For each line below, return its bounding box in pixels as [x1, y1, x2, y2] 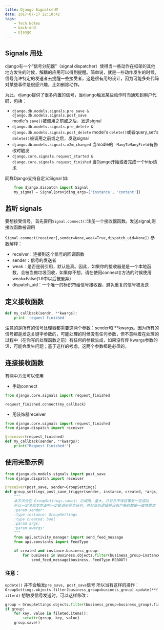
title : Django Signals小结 [5, 7, 59, 12]
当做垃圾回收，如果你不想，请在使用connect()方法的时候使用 [29, 270, 152, 275]
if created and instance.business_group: [14, 548, 99, 553]
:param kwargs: [14, 526, 45, 531]
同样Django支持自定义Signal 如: [5, 175, 69, 181]
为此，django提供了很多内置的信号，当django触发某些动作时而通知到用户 [5, 91, 153, 98]
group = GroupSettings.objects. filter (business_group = [5, 602, 119, 607]
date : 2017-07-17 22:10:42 [5, 12, 60, 17]
